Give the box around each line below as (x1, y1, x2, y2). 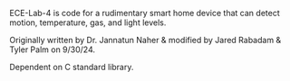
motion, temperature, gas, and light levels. (9, 17, 167, 28)
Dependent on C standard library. (9, 62, 134, 72)
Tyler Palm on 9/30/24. (9, 44, 96, 55)
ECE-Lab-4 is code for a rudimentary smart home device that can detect (9, 8, 280, 18)
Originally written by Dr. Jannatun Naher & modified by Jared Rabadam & (9, 35, 282, 45)
